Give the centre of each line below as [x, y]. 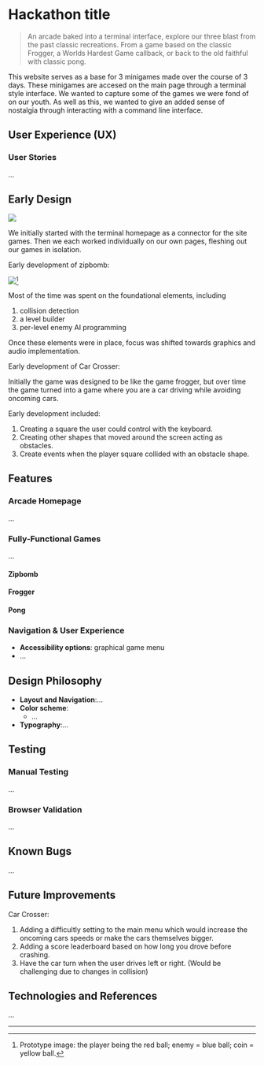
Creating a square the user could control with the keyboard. [116, 429]
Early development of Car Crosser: [64, 366]
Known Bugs [40, 851]
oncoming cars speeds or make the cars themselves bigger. [116, 938]
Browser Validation [45, 809]
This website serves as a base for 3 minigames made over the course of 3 [128, 76]
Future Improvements [62, 895]
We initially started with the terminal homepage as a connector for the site [128, 233]
